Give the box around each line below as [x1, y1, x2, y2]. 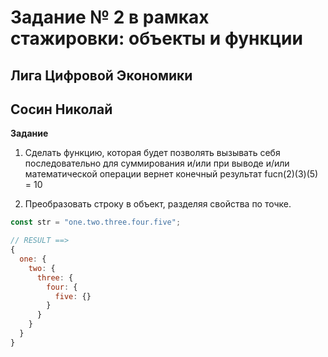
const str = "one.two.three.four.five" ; [10, 217, 182, 228]
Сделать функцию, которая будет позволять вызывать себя [24, 147, 281, 159]
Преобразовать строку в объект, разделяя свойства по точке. [24, 198, 292, 210]
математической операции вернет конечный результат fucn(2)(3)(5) [24, 168, 319, 180]
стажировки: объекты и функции [10, 27, 303, 50]
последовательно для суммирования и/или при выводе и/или [24, 157, 290, 170]
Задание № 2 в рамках [10, 6, 210, 29]
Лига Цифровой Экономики [10, 67, 193, 84]
